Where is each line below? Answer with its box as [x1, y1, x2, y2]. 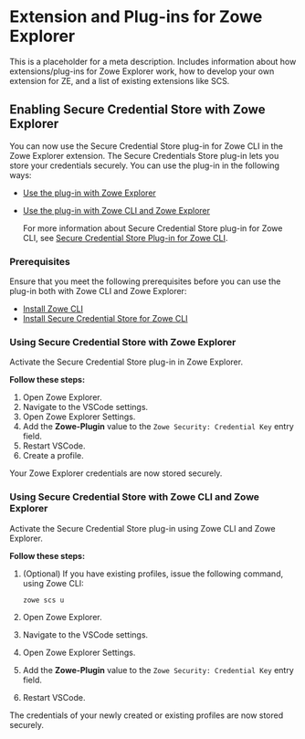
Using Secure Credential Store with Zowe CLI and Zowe [9, 491, 260, 503]
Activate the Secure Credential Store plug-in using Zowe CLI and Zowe [9, 523, 276, 533]
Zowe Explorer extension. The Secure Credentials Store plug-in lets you [9, 150, 279, 161]
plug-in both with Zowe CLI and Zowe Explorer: [9, 286, 187, 297]
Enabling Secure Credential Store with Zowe [9, 102, 266, 118]
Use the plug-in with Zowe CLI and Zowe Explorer [22, 205, 211, 216]
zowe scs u [22, 596, 65, 605]
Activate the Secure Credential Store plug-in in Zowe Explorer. [9, 356, 244, 367]
